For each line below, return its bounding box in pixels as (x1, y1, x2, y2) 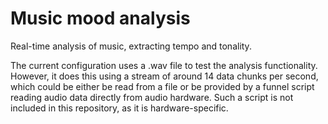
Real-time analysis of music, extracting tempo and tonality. (10, 40, 252, 52)
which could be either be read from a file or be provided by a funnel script (10, 80, 315, 92)
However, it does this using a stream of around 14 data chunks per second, (10, 70, 319, 82)
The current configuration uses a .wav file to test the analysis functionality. (10, 59, 318, 71)
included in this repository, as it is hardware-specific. (10, 102, 229, 114)
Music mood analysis (10, 7, 191, 30)
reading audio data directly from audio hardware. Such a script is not (10, 91, 294, 103)
